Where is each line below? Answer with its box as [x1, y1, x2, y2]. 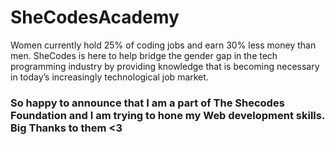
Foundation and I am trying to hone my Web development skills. [10, 108, 325, 122]
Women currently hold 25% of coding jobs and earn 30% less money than [10, 39, 317, 51]
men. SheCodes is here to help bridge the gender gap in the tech [10, 49, 278, 61]
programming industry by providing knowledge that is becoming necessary [10, 60, 320, 72]
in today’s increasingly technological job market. [10, 71, 209, 83]
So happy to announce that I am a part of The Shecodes [10, 96, 285, 110]
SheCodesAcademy [10, 6, 180, 29]
